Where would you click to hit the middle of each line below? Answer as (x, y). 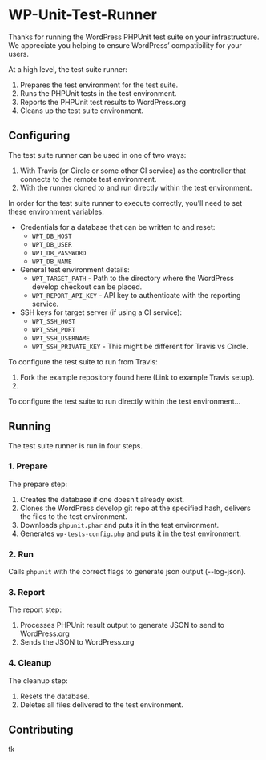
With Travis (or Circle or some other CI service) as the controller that (133, 171)
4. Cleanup (30, 663)
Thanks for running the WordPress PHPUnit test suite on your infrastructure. (134, 37)
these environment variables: (56, 211)
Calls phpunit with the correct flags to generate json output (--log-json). (127, 572)
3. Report (27, 593)
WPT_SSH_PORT (54, 330)
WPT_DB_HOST (52, 236)
